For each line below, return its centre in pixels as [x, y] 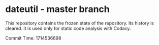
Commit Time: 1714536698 [33, 38]
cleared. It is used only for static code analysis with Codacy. [68, 28]
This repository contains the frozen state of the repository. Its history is [80, 23]
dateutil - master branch [58, 9]
